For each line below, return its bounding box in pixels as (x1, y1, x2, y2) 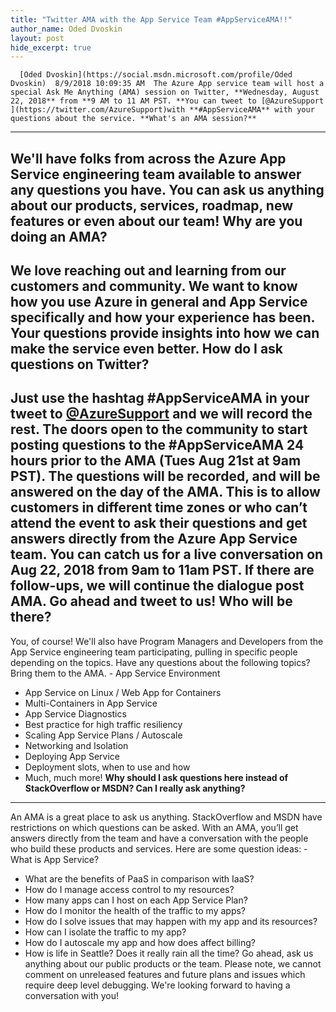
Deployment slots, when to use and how (24, 761, 191, 773)
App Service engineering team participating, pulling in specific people (10, 646, 298, 658)
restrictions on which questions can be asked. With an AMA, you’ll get (10, 821, 299, 833)
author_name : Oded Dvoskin (10, 24, 123, 34)
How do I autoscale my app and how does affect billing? (24, 936, 257, 948)
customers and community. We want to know (10, 278, 298, 295)
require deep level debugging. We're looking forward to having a (24, 979, 291, 991)
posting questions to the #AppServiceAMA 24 (10, 437, 305, 454)
